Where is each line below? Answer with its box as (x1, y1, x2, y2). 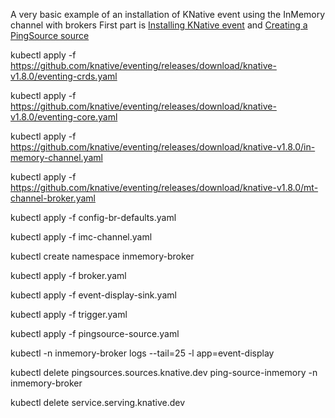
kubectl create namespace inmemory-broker (10, 250, 195, 262)
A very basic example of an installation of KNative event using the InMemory (10, 9, 326, 20)
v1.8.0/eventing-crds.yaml (10, 70, 118, 82)
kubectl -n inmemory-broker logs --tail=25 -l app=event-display (10, 347, 275, 359)
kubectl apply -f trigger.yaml (10, 309, 128, 320)
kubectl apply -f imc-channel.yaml (10, 231, 153, 243)
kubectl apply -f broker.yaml (10, 270, 127, 281)
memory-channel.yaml (10, 152, 103, 163)
